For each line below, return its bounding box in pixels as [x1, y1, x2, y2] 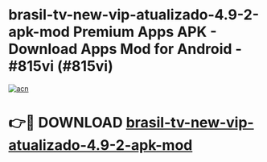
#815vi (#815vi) [8, 57, 114, 76]
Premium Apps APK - [72, 23, 217, 41]
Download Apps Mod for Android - [8, 40, 243, 58]
